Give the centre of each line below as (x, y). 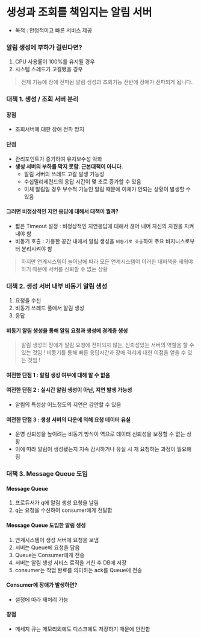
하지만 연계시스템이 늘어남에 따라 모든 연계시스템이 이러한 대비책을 (99, 261)
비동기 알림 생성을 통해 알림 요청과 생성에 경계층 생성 (67, 330)
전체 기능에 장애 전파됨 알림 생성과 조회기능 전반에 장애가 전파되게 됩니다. (107, 82)
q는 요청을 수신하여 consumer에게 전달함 (63, 510)
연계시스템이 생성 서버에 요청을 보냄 (57, 540)
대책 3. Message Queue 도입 (47, 474)
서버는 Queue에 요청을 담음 (47, 547)
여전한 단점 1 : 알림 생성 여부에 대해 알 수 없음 (58, 375)
